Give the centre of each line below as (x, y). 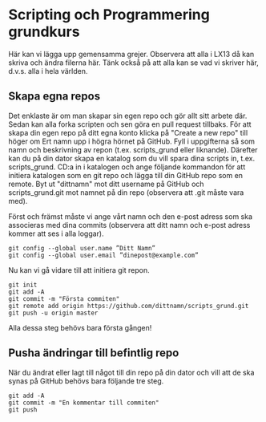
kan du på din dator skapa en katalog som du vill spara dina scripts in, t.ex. (131, 158)
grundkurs (44, 32)
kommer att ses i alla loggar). (56, 233)
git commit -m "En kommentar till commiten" (84, 403)
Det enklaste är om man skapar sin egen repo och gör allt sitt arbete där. (128, 116)
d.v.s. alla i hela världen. (48, 71)
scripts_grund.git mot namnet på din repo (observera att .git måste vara (126, 192)
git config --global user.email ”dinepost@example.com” (103, 255)
